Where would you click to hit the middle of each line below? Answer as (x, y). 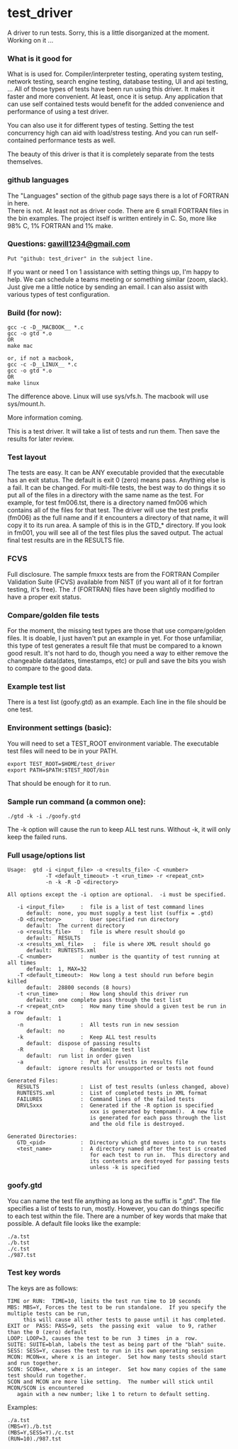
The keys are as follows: (43, 1288)
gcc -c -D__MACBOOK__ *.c (45, 327)
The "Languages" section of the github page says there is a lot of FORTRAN (118, 196)
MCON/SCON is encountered (45, 1388)
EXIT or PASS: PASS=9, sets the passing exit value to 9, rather (112, 1326)
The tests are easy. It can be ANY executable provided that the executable (116, 473)
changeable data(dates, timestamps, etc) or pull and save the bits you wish (117, 661)
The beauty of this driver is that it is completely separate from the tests (111, 154)
